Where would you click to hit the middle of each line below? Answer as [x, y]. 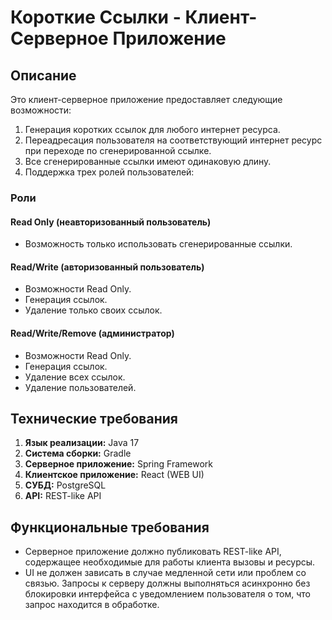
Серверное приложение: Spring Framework [118, 464]
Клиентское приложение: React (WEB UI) [114, 475]
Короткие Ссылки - [96, 17]
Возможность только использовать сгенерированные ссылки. [158, 244]
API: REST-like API [63, 496]
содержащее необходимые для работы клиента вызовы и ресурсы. [170, 562]
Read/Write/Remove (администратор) [92, 333]
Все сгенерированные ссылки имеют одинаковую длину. [148, 161]
